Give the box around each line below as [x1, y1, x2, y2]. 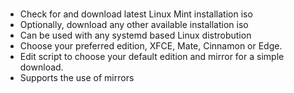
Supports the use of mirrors [19, 72, 135, 84]
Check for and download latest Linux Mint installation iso [19, 8, 253, 20]
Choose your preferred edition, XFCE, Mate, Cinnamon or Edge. [19, 40, 283, 52]
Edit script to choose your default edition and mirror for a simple [19, 51, 285, 63]
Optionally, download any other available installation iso [19, 19, 249, 31]
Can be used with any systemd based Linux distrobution [19, 29, 252, 42]
